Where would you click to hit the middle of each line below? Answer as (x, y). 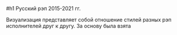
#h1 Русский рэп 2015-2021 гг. (44, 8)
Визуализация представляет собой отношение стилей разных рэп (89, 20)
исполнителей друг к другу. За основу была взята (69, 26)
